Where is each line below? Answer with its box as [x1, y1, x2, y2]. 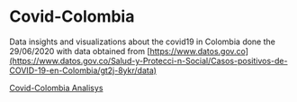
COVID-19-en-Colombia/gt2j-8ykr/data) [9, 65, 157, 76]
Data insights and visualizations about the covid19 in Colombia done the [9, 36, 276, 47]
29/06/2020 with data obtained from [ [9, 45, 150, 56]
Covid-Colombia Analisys [9, 82, 103, 93]
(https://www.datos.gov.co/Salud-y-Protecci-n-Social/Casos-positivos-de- [9, 55, 288, 66]
